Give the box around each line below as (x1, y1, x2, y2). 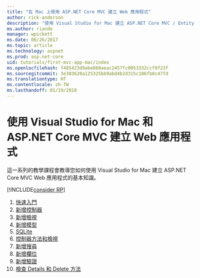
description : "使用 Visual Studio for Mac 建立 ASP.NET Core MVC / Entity (7, 20, 195, 26)
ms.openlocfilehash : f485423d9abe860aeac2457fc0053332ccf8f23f (7, 65, 169, 71)
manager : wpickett (7, 31, 53, 37)
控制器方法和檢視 (15, 235, 58, 242)
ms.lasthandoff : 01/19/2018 (7, 87, 77, 93)
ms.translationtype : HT (7, 76, 67, 82)
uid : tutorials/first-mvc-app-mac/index (7, 59, 110, 65)
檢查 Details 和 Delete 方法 (15, 265, 81, 272)
